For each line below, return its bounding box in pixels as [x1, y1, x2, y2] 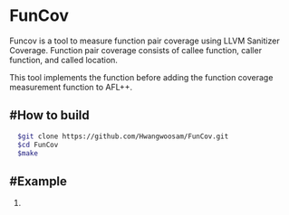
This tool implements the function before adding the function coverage [9, 71, 274, 82]
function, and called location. [9, 54, 118, 65]
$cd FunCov [17, 140, 59, 149]
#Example [9, 173, 68, 189]
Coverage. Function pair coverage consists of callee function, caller [9, 44, 263, 55]
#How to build [9, 107, 91, 123]
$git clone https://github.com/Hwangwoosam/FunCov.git [17, 132, 229, 141]
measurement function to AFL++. [9, 81, 133, 92]
